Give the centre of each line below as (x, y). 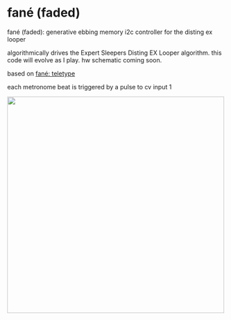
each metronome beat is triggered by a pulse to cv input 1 (89, 87)
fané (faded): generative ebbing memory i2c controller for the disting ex (110, 32)
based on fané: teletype (41, 73)
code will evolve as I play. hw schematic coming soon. (85, 60)
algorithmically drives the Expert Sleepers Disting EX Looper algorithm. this (114, 53)
